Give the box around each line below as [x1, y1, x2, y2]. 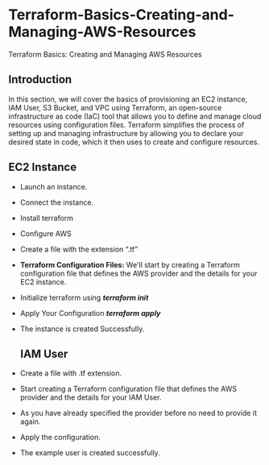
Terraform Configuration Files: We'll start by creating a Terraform [19, 259, 240, 269]
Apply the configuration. [19, 433, 101, 442]
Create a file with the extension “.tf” [19, 244, 139, 254]
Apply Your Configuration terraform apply [19, 308, 161, 318]
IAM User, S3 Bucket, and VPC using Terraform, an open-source [8, 102, 222, 112]
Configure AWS [19, 228, 72, 239]
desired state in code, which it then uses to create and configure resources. [8, 137, 260, 147]
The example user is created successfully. [19, 448, 161, 458]
